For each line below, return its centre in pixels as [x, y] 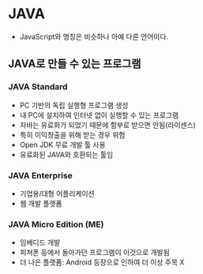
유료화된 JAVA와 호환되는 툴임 [66, 154]
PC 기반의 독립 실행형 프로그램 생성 [74, 105]
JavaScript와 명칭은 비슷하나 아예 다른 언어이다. [94, 36]
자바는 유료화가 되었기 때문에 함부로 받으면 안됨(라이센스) [107, 125]
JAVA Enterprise [41, 175]
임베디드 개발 [40, 242]
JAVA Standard [38, 87]
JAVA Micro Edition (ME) [56, 224]
